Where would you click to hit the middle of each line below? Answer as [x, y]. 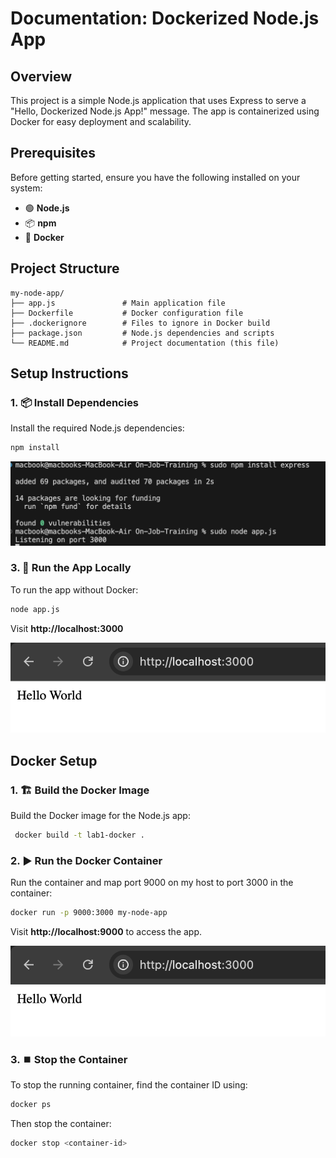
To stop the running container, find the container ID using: [129, 1085]
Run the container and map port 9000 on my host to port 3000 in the [152, 883]
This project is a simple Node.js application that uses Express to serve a [158, 100]
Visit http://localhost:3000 [67, 628]
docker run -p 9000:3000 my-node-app [89, 913]
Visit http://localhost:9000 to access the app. [106, 932]
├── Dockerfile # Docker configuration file [127, 313]
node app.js [35, 609]
